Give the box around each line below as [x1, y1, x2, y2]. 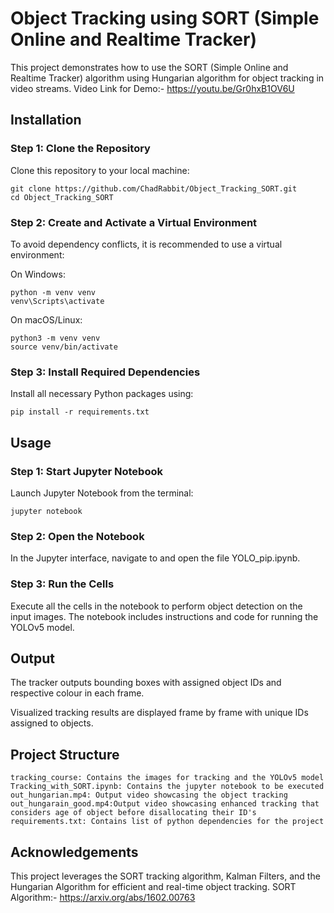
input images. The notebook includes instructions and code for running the [10, 610, 319, 622]
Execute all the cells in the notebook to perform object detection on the [10, 600, 303, 612]
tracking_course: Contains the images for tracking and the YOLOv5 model [10, 773, 325, 783]
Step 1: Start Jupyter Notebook [10, 464, 163, 478]
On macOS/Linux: [10, 313, 83, 326]
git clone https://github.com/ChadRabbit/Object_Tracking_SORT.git [10, 183, 298, 194]
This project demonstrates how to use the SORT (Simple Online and [10, 61, 289, 73]
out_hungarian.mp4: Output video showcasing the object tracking [10, 790, 288, 801]
